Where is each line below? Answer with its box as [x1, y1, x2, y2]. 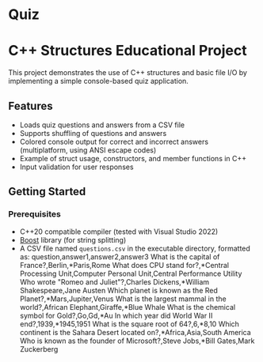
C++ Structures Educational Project [8, 42, 247, 60]
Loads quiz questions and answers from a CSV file [19, 120, 185, 130]
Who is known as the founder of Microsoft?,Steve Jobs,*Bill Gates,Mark [19, 336, 255, 345]
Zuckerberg [19, 344, 59, 353]
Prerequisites [8, 209, 61, 220]
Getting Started [8, 185, 86, 198]
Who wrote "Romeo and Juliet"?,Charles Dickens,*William [19, 277, 210, 286]
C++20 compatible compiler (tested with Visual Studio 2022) [19, 227, 219, 236]
